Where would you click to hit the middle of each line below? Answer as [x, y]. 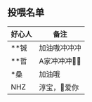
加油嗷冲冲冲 [60, 48]
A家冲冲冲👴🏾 [60, 60]
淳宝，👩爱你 [59, 87]
